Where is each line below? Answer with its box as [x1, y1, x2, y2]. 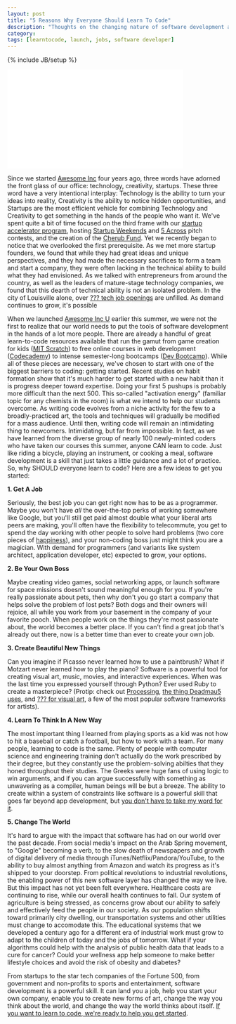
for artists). [7, 702, 40, 711]
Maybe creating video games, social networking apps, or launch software [7, 578, 220, 586]
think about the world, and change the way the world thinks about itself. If [7, 1002, 221, 1010]
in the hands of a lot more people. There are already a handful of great [7, 329, 211, 338]
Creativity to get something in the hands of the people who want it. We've [7, 211, 221, 220]
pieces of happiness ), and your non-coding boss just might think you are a [7, 536, 223, 544]
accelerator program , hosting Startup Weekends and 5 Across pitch [7, 226, 203, 235]
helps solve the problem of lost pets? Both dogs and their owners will [7, 600, 207, 609]
